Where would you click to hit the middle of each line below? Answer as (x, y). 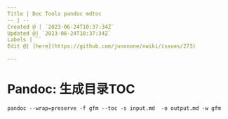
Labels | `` (25, 40)
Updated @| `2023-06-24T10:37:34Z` (59, 33)
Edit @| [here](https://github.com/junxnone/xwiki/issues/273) (102, 46)
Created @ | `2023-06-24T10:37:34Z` (61, 27)
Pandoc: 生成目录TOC (71, 89)
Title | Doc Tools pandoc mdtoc (54, 14)
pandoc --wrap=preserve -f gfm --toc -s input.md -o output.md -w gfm (114, 108)
